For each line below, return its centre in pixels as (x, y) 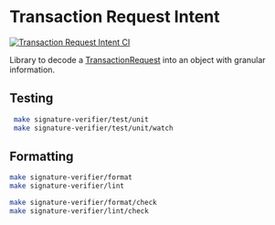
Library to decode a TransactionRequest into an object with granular (138, 59)
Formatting (42, 156)
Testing (32, 98)
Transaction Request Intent (115, 17)
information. (32, 70)
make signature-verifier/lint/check (79, 211)
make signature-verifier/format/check (83, 203)
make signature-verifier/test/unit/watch (93, 128)
